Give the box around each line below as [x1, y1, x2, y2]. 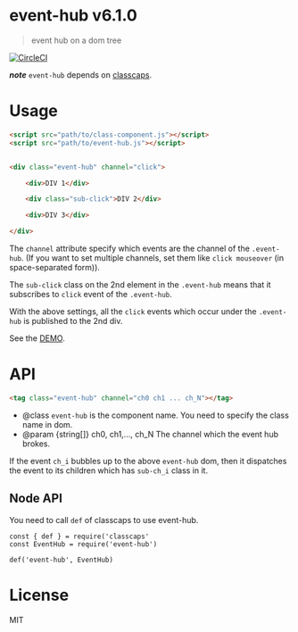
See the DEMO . [9, 333, 65, 344]
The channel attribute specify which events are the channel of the [9, 243, 250, 254]
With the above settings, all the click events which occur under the [9, 306, 257, 317]
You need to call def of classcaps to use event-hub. [9, 514, 199, 525]
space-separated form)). [9, 262, 101, 272]
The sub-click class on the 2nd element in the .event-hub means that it [9, 279, 271, 290]
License [9, 585, 70, 605]
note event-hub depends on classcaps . [9, 69, 153, 80]
